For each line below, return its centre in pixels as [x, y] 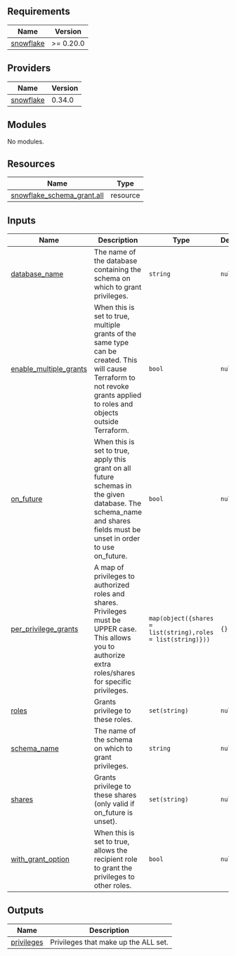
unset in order [117, 538]
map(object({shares [181, 619]
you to [104, 647]
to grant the [113, 868]
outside [106, 422]
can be [105, 351]
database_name [37, 274]
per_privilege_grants [45, 629]
